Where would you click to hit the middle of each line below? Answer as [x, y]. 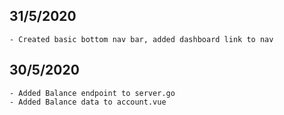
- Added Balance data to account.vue [88, 102]
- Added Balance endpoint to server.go [92, 93]
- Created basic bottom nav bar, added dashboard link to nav [141, 39]
